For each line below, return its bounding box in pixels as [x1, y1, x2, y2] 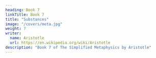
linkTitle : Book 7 [5, 12, 44, 17]
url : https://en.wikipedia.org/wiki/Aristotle [10, 40, 111, 45]
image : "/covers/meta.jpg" [5, 21, 63, 27]
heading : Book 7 [5, 7, 40, 13]
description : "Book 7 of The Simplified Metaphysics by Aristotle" [5, 45, 152, 50]
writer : [5, 31, 22, 36]
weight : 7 [5, 26, 27, 31]
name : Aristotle [10, 36, 44, 41]
